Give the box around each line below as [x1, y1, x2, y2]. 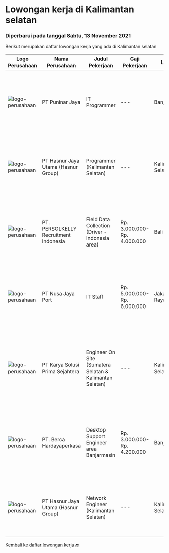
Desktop [86, 426, 106, 434]
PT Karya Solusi [42, 361, 79, 368]
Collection [86, 222, 110, 229]
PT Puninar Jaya [42, 99, 81, 106]
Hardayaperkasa [42, 442, 81, 449]
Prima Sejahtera [42, 368, 79, 375]
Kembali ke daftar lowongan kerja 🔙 [5, 542, 79, 548]
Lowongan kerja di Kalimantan [5, 4, 135, 15]
